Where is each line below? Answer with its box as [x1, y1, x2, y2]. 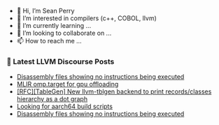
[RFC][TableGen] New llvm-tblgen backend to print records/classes [16, 87, 212, 96]
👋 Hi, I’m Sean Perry [16, 7, 75, 15]
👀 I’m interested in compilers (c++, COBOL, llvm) [16, 14, 157, 22]
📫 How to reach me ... [16, 37, 82, 45]
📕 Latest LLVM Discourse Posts [6, 57, 115, 66]
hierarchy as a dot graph [16, 95, 88, 103]
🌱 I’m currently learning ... [16, 22, 92, 29]
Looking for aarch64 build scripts [16, 102, 113, 111]
